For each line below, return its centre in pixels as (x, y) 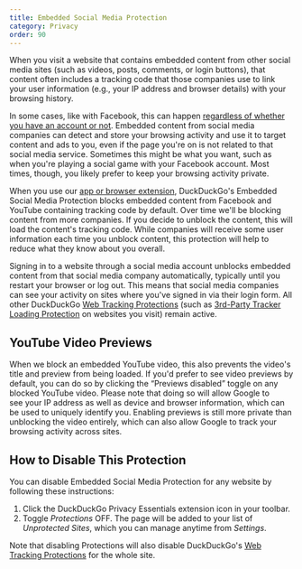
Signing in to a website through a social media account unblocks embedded (150, 266)
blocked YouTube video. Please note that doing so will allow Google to (140, 393)
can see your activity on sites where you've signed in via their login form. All (151, 295)
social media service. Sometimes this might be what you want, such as (141, 154)
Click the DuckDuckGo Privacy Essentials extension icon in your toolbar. (156, 508)
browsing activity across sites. (66, 432)
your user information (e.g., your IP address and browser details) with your (148, 89)
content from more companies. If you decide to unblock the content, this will (151, 220)
